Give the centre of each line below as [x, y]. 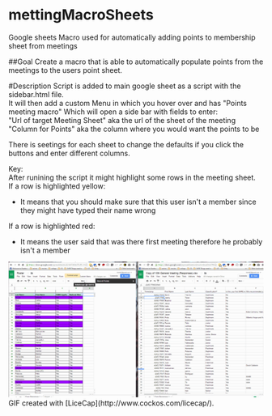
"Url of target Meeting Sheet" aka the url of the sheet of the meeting [122, 120]
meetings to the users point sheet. [66, 70]
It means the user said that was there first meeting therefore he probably [141, 241]
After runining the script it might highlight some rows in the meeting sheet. [132, 177]
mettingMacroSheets [81, 15]
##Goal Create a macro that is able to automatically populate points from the [136, 62]
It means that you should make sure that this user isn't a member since [138, 202]
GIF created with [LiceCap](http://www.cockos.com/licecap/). [111, 403]
